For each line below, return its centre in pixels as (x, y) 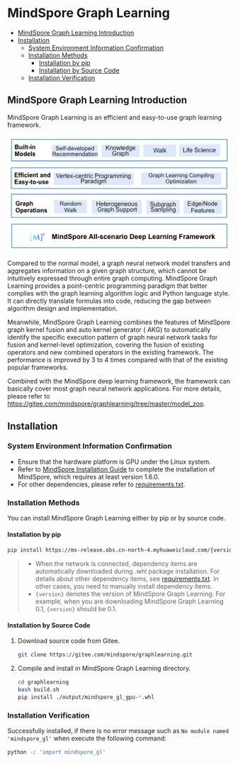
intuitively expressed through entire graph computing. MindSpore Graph (112, 279)
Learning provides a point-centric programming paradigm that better (107, 286)
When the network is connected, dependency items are (116, 564)
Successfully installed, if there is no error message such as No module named (118, 731)
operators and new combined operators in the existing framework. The (110, 352)
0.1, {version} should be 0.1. (76, 609)
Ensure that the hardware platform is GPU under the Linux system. (114, 462)
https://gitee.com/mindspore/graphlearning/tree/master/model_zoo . (106, 404)
